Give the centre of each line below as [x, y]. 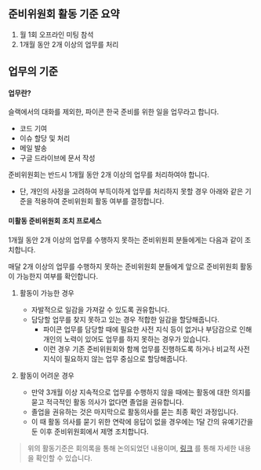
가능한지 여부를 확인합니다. [57, 276]
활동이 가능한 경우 [47, 292]
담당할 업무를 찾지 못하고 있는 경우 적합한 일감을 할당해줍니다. [125, 319]
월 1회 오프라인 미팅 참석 [56, 35]
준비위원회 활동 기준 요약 [64, 14]
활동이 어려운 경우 [47, 375]
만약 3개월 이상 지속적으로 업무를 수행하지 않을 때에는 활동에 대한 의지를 [141, 392]
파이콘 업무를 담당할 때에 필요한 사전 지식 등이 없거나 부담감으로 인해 [147, 329]
